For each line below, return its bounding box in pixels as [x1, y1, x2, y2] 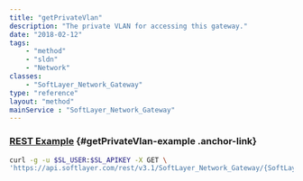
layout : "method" [9, 96, 75, 106]
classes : [9, 72, 42, 81]
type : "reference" [9, 88, 78, 97]
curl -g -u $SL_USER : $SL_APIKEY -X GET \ [9, 155, 168, 165]
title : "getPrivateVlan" [9, 13, 103, 23]
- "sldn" [25, 55, 59, 64]
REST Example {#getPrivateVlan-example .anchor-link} [9, 135, 257, 148]
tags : [9, 38, 30, 48]
